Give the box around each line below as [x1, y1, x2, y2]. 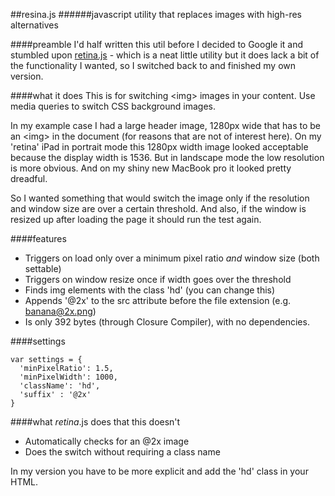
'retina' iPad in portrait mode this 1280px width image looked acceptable [10, 141, 309, 153]
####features [10, 233, 67, 244]
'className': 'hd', [19, 381, 101, 391]
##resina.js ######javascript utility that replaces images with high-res [10, 9, 303, 20]
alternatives [10, 19, 59, 31]
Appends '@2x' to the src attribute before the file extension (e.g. [24, 295, 292, 306]
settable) [24, 263, 62, 274]
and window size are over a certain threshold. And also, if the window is [10, 203, 307, 214]
